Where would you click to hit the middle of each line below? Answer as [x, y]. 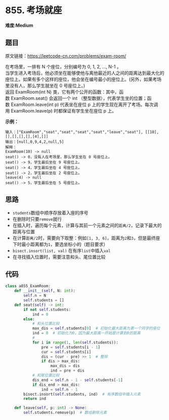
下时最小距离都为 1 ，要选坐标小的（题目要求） [60, 244]
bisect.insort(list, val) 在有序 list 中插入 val [62, 250]
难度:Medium [19, 25]
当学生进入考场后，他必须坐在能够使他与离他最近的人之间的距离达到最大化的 [85, 73]
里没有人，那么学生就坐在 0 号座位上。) [45, 85]
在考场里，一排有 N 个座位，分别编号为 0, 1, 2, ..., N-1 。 [63, 67]
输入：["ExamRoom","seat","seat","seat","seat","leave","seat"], [74, 132]
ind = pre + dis [67, 371]
